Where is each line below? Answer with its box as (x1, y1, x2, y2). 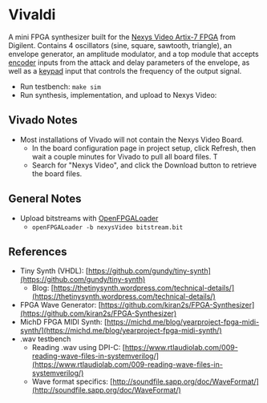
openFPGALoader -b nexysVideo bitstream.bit (31, 223, 184, 232)
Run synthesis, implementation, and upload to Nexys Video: (19, 90, 217, 99)
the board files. (31, 168, 83, 178)
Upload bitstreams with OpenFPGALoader (19, 213, 159, 223)
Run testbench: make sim (19, 82, 102, 91)
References (8, 244, 67, 258)
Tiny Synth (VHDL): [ (19, 266, 89, 276)
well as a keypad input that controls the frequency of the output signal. (8, 66, 242, 75)
